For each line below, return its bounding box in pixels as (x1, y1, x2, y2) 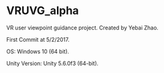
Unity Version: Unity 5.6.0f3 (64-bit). (6, 60, 99, 67)
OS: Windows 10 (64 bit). (6, 47, 69, 55)
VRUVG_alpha (6, 4, 80, 18)
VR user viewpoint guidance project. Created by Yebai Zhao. (6, 24, 159, 31)
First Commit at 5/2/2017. (6, 36, 70, 43)
